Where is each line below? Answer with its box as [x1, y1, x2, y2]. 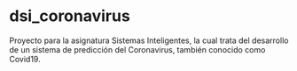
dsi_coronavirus [9, 6, 130, 26]
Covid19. [9, 53, 42, 64]
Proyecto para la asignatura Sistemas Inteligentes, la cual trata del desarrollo [9, 35, 289, 46]
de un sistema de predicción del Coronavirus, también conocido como [9, 44, 266, 54]
